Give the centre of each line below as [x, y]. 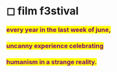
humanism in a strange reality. [52, 62]
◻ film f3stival [43, 11]
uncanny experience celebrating [55, 46]
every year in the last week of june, [59, 30]
